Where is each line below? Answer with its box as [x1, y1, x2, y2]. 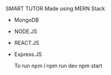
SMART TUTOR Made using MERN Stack [5, 5, 105, 12]
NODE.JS [14, 28, 37, 35]
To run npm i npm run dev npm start [14, 62, 103, 69]
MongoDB [14, 17, 39, 23]
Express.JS [14, 51, 42, 58]
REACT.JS [14, 40, 40, 46]
